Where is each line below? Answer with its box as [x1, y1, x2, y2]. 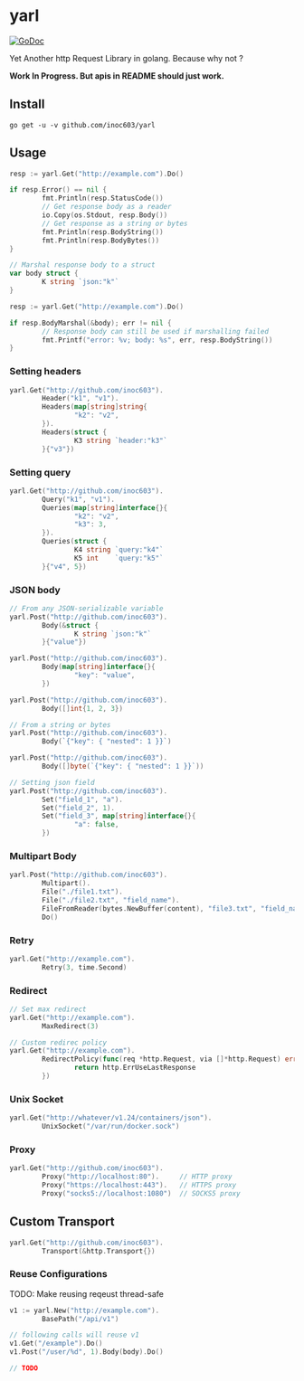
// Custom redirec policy [9, 1037, 107, 1047]
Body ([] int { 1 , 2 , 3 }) [42, 704, 124, 713]
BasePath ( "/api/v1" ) [42, 1314, 119, 1323]
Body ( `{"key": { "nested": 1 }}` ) [42, 737, 172, 746]
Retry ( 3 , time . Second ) [42, 962, 128, 972]
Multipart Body [9, 850, 77, 862]
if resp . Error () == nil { [9, 185, 107, 194]
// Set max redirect [9, 1005, 88, 1014]
